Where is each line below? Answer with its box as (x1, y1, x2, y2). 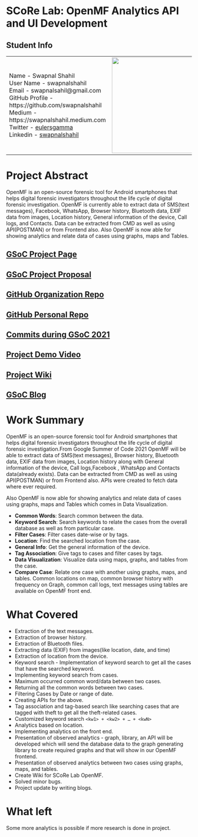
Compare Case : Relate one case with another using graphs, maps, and (14, 569, 187, 576)
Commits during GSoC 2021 (6, 329, 110, 340)
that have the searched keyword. (14, 665, 95, 672)
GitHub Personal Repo (6, 310, 89, 320)
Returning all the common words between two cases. (14, 684, 144, 691)
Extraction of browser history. (14, 634, 87, 641)
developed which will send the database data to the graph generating (14, 740, 184, 747)
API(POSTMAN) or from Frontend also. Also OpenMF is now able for (6, 226, 171, 233)
